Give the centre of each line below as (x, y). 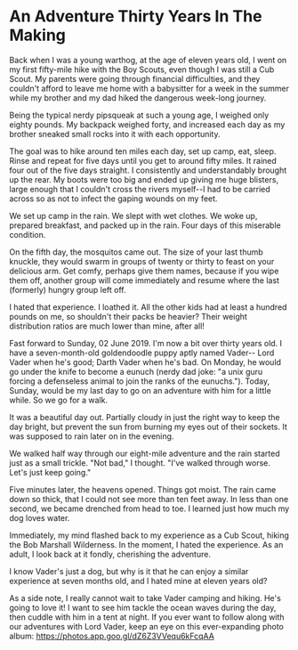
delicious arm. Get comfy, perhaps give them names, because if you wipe (144, 271)
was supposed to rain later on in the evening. (92, 436)
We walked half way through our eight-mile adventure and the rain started (145, 453)
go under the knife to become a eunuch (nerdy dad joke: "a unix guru (136, 371)
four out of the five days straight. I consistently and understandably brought (148, 170)
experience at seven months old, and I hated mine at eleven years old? (138, 581)
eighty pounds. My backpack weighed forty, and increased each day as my (147, 124)
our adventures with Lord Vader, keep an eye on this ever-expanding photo (147, 626)
